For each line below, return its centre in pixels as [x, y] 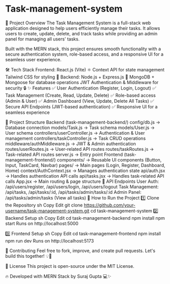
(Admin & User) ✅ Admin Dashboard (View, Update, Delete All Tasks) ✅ [80, 101]
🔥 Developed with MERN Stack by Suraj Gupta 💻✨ [58, 276]
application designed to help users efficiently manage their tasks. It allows [83, 28]
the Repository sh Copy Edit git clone [44, 205]
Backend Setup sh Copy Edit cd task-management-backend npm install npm [85, 218]
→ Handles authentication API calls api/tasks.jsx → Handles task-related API [85, 176]
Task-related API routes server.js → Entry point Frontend [64, 154]
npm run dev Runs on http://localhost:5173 [49, 240]
